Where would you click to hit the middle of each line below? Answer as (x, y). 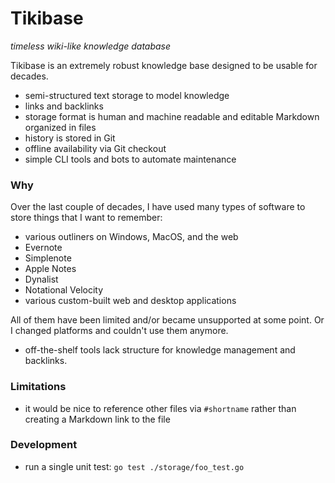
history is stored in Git (70, 138)
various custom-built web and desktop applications (130, 301)
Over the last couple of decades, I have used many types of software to (158, 207)
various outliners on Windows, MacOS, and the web (131, 237)
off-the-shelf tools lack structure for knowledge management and (160, 350)
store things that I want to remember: (86, 218)
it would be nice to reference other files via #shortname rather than (160, 408)
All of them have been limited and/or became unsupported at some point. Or (167, 320)
